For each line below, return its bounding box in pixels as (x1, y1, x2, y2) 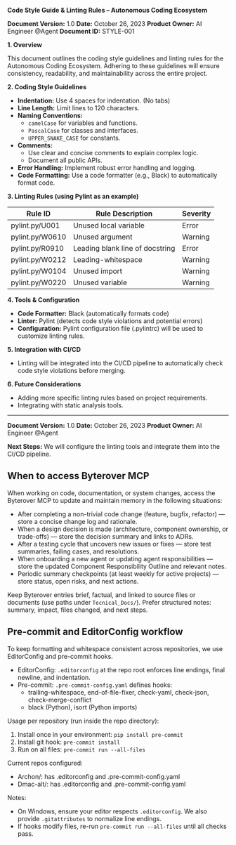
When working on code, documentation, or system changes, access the (7, 488, 216, 497)
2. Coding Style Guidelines (7, 83, 86, 91)
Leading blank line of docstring (72, 244, 176, 253)
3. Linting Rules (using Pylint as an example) (7, 192, 139, 200)
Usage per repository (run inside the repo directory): (7, 716, 159, 725)
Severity (182, 209, 211, 218)
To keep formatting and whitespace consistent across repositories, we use (7, 644, 223, 653)
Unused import (72, 266, 123, 276)
